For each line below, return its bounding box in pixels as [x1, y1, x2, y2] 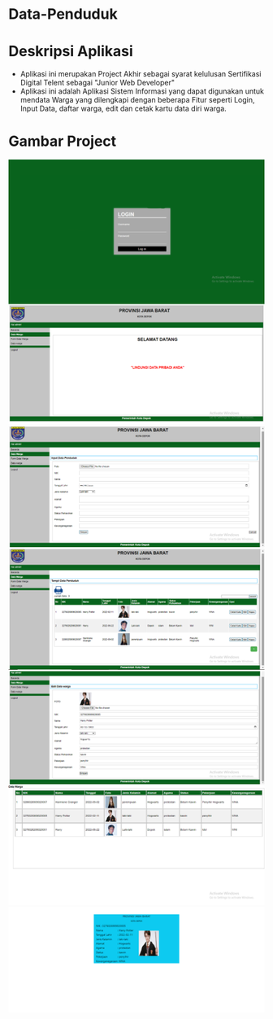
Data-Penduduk [8, 5, 118, 24]
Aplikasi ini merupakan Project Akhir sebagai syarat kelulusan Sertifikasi [19, 69, 262, 79]
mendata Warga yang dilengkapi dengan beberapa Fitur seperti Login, [19, 95, 255, 105]
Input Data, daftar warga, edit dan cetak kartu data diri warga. [19, 103, 227, 114]
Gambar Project [8, 132, 117, 151]
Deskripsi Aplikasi [8, 42, 133, 61]
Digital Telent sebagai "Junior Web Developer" [19, 78, 175, 88]
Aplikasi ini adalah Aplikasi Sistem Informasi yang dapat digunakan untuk [19, 86, 264, 96]
